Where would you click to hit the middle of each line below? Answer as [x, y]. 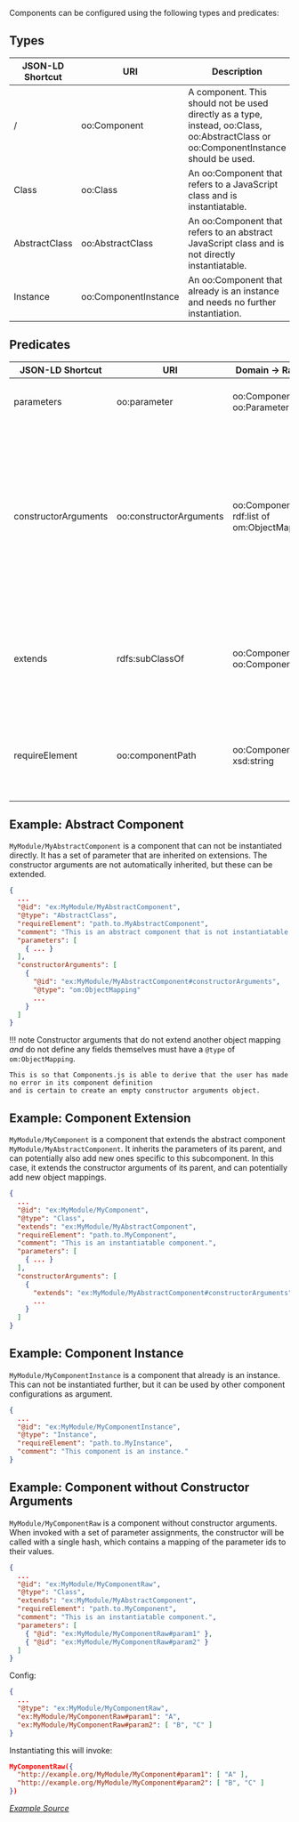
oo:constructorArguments [170, 516]
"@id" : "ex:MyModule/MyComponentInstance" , [99, 1427]
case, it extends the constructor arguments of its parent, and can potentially [148, 1168]
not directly [212, 254]
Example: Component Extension [100, 1118]
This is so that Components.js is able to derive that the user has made [149, 1076]
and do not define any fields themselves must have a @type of [122, 1050]
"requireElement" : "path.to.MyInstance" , [95, 1443]
